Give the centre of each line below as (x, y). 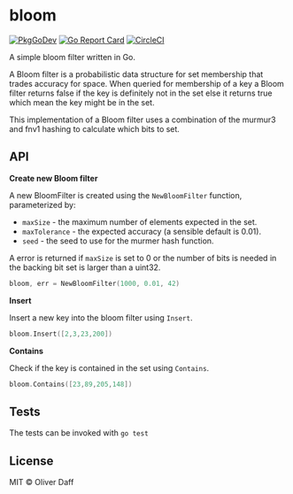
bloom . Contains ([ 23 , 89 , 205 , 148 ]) (71, 384)
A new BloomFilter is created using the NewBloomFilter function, (126, 195)
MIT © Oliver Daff (42, 482)
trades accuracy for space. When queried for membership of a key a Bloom (147, 83)
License (31, 461)
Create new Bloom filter (54, 178)
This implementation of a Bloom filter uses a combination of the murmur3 (143, 120)
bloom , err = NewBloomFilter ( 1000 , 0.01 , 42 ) (94, 283)
